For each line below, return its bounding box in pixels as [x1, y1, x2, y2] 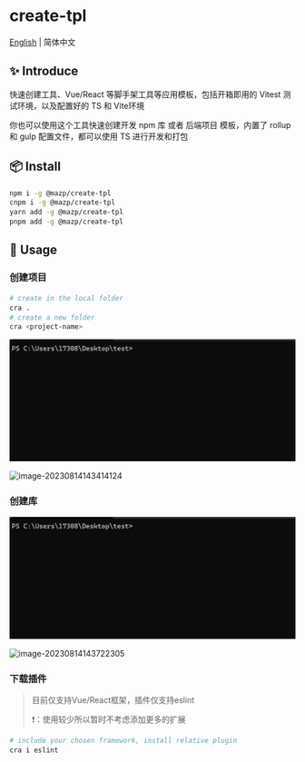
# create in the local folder [9, 293, 124, 302]
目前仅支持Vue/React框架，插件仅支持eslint [31, 695, 195, 705]
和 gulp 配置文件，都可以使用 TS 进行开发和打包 [9, 131, 189, 142]
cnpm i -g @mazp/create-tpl [9, 198, 116, 207]
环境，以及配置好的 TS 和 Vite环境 [16, 100, 145, 111]
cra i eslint [9, 746, 59, 755]
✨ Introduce [9, 64, 79, 79]
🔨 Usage [9, 242, 57, 258]
